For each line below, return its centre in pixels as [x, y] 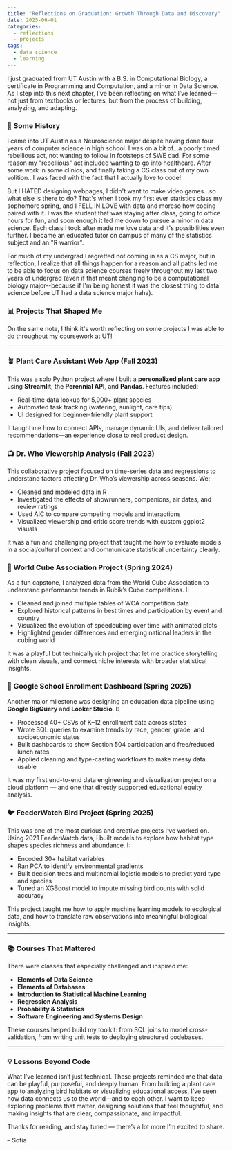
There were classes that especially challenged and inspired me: [98, 966]
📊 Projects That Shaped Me [55, 311]
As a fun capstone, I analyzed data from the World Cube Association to [108, 583]
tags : [15, 46]
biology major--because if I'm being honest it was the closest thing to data [113, 285]
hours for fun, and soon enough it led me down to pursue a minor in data [110, 221]
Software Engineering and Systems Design [80, 1016]
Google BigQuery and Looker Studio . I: [63, 709]
